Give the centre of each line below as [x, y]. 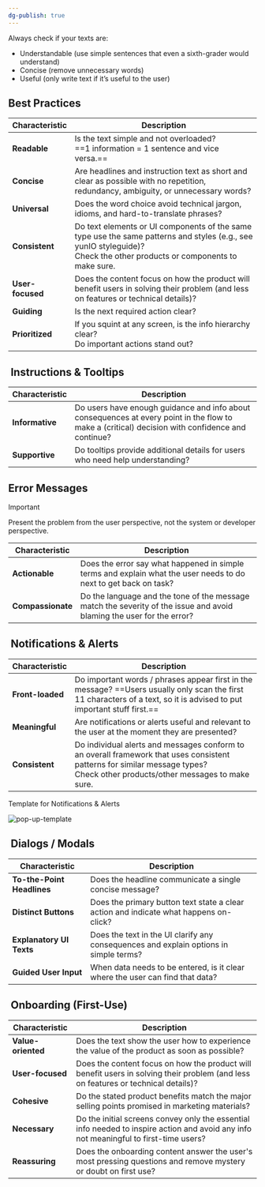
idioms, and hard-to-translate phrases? [148, 214]
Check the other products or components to [156, 256]
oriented [28, 1050]
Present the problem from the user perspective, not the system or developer [132, 523]
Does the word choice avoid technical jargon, [158, 204]
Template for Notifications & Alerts [64, 803]
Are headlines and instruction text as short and [161, 171]
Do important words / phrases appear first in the [164, 679]
